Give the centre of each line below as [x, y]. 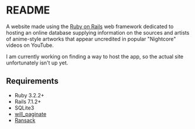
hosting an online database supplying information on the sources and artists [98, 32]
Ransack [25, 120]
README [28, 10]
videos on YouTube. [30, 45]
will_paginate [30, 114]
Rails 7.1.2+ [28, 101]
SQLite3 [24, 108]
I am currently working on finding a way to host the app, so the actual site [95, 56]
